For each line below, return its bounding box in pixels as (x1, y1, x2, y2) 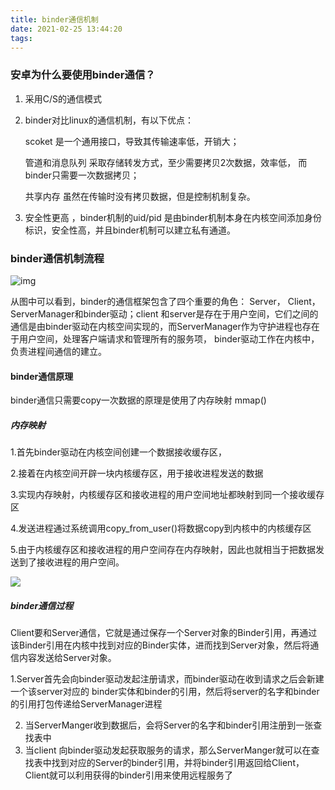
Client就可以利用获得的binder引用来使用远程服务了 (24, 769, 234, 781)
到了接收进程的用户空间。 (18, 556, 125, 568)
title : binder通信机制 (10, 14, 99, 25)
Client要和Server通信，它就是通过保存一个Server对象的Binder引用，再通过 (10, 627, 318, 639)
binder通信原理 (10, 370, 74, 382)
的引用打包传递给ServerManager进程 (10, 698, 163, 710)
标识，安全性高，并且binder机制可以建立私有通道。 (24, 224, 237, 236)
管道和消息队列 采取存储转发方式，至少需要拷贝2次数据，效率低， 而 (24, 156, 308, 168)
